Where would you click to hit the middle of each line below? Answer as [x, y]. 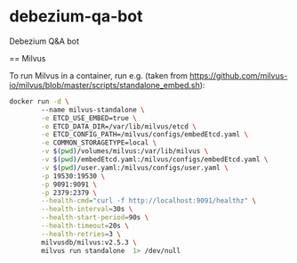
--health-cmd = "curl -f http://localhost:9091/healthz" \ [148, 201]
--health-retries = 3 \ [81, 234]
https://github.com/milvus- [239, 75]
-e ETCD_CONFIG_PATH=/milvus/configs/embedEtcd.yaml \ [145, 135]
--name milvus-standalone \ [93, 110]
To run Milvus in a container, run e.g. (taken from [99, 75]
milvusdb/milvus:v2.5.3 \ [89, 242]
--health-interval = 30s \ [87, 210]
